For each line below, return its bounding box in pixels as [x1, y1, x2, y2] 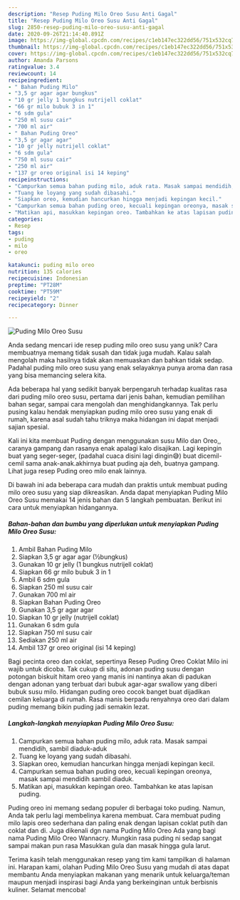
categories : [8, 216, 43, 223]
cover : [8, 51, 28, 58]
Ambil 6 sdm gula [18, 575, 70, 584]
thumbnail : [8, 43, 41, 51]
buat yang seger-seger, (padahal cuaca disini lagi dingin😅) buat [8, 451, 197, 460]
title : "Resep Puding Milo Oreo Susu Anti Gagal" [8, 17, 159, 24]
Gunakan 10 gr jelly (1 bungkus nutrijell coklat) [18, 560, 154, 569]
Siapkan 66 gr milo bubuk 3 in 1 [18, 567, 111, 577]
